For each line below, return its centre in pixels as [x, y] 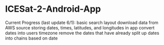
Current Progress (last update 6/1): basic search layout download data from [82, 22]
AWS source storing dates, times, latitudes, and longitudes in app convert [80, 27]
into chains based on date [31, 38]
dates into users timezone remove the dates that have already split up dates [82, 33]
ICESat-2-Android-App [53, 9]
